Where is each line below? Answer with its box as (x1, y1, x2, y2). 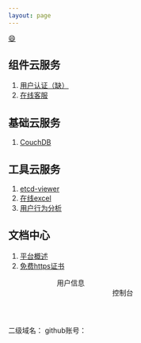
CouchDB (19, 138, 51, 147)
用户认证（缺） (19, 81, 69, 90)
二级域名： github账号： (8, 326, 87, 335)
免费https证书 (19, 261, 65, 270)
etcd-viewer (19, 184, 60, 194)
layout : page (8, 11, 51, 20)
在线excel (19, 193, 51, 203)
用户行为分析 (19, 204, 62, 213)
